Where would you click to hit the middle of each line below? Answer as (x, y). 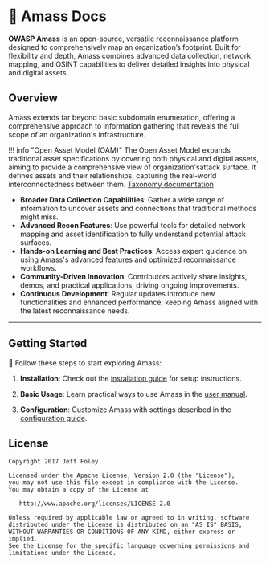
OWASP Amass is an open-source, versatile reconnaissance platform (123, 39)
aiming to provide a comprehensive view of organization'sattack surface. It (132, 167)
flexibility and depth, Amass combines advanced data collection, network (130, 55)
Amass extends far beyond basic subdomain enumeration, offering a (122, 117)
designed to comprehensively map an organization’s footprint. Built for (125, 47)
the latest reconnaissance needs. (75, 310)
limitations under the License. (62, 553)
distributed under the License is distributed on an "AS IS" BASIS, (125, 525)
